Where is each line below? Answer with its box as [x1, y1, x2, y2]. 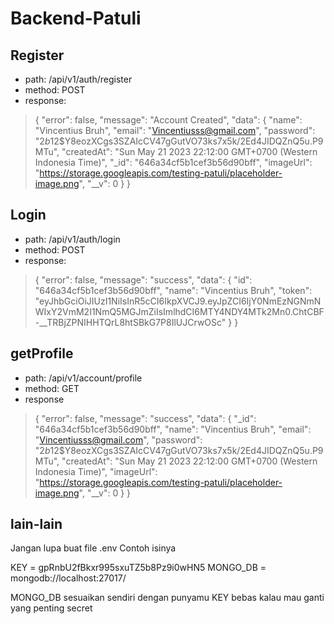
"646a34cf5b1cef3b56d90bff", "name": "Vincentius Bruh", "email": [34, 423, 312, 435]
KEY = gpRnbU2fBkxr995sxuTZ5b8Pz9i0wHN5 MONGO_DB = [10, 562, 267, 574]
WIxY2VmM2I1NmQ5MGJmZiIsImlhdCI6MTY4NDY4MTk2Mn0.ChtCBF [34, 305, 325, 317]
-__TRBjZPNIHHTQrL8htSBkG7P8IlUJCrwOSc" [34, 316, 227, 328]
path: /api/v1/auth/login [24, 233, 121, 245]
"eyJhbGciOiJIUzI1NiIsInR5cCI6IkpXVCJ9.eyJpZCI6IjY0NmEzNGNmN [34, 295, 322, 307]
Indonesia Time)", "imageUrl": [34, 465, 158, 477]
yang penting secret [10, 602, 93, 614]
